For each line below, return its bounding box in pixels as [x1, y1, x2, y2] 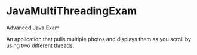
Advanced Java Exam [6, 24, 60, 31]
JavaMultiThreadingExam [6, 4, 137, 18]
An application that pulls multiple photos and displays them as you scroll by [6, 35, 192, 42]
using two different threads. [6, 42, 75, 49]
